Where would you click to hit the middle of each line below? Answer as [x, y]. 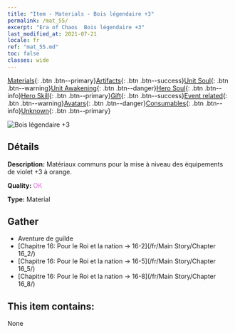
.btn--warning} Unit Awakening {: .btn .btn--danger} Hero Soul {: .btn [105, 88]
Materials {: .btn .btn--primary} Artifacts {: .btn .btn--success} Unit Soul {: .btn [118, 80]
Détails [23, 147]
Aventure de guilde [45, 238]
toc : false [23, 54]
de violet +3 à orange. [40, 171]
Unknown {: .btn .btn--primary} [66, 110]
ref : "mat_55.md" [33, 47]
